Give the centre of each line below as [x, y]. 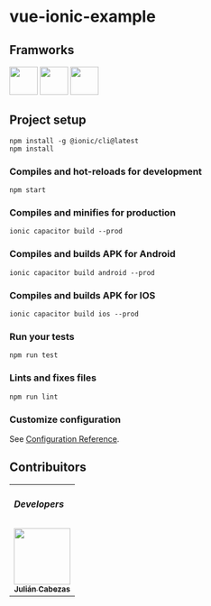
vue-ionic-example [83, 17]
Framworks [42, 50]
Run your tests [42, 336]
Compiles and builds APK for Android [92, 254]
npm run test [34, 355]
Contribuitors [48, 468]
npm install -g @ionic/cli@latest [74, 141]
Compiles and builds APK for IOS [83, 295]
